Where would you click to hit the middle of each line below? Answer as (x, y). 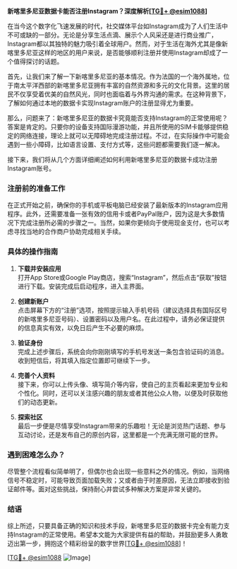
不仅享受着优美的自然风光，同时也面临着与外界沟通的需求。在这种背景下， (121, 94)
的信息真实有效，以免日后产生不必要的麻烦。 (83, 327)
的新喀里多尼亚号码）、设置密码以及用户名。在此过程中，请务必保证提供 (121, 319)
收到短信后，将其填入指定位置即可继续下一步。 (85, 360)
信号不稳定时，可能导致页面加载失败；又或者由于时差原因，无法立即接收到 (115, 480)
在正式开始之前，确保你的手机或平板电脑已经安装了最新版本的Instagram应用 (117, 205)
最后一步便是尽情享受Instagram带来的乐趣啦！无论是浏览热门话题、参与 (122, 426)
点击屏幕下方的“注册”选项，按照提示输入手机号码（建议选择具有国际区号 (122, 310)
